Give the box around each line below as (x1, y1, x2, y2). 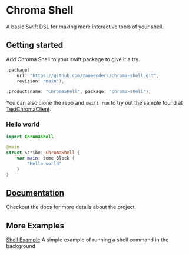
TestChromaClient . (6, 105, 52, 112)
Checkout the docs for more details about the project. (6, 204, 137, 211)
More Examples (6, 220, 65, 230)
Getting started (6, 40, 64, 50)
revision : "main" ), (16, 78, 65, 84)
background (6, 243, 36, 250)
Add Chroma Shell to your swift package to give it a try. (6, 55, 140, 62)
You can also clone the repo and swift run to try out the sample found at (6, 100, 183, 107)
